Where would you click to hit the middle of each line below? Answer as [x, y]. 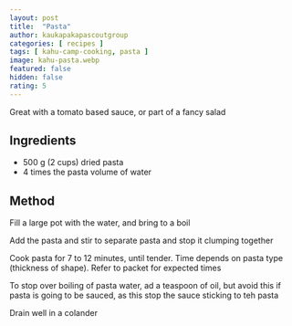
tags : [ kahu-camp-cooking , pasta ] [79, 52]
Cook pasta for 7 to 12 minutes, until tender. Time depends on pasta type [146, 258]
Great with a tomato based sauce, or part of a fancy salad [118, 111]
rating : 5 [28, 86]
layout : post [34, 18]
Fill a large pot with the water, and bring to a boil [100, 223]
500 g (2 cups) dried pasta [73, 163]
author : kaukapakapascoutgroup [69, 35]
